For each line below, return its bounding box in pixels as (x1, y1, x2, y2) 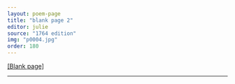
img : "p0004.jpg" (7, 36, 58, 43)
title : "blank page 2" (7, 17, 73, 24)
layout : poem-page (7, 10, 61, 17)
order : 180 (7, 43, 39, 50)
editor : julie (7, 23, 49, 30)
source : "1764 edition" (7, 29, 77, 37)
